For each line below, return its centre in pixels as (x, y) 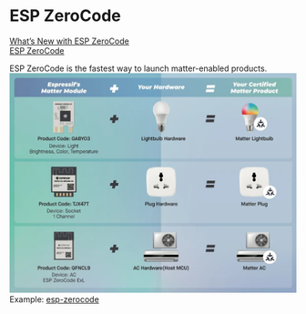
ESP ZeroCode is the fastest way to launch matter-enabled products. (138, 68)
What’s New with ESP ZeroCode (69, 41)
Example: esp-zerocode (55, 299)
